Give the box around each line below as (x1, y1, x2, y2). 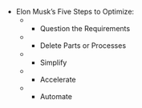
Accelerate (39, 75, 76, 84)
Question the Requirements (39, 24, 131, 33)
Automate (39, 92, 72, 101)
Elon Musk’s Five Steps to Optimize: (15, 7, 135, 16)
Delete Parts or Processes (39, 41, 127, 50)
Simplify (39, 58, 67, 67)
